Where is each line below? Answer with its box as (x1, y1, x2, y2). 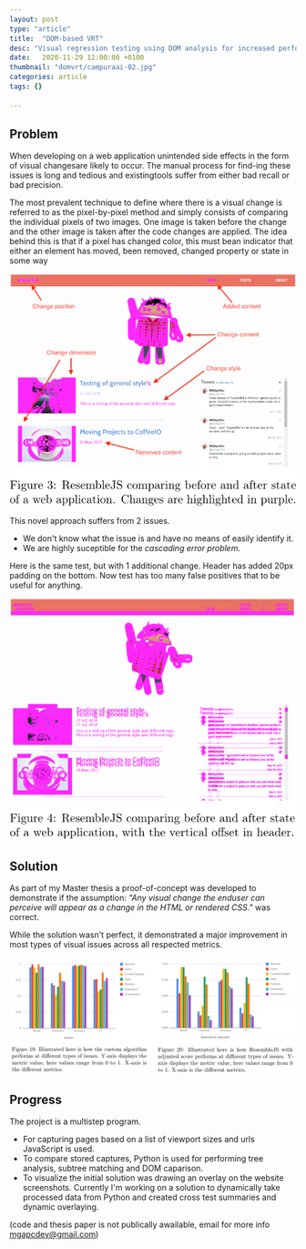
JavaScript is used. (22, 1143, 96, 1154)
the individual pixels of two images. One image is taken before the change (9, 217, 287, 228)
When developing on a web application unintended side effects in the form (9, 150, 290, 161)
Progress (9, 1091, 62, 1107)
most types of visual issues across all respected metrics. (9, 939, 223, 949)
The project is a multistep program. (9, 1116, 141, 1127)
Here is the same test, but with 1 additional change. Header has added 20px (9, 560, 294, 571)
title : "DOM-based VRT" (9, 34, 104, 43)
